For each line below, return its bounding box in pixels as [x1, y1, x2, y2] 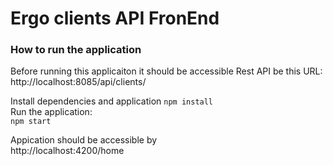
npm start [10, 117, 52, 127]
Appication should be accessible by [10, 134, 158, 146]
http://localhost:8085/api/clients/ [10, 76, 147, 88]
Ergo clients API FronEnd [10, 7, 220, 30]
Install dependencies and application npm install [10, 95, 214, 107]
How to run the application [10, 43, 142, 57]
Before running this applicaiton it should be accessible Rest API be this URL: [10, 65, 323, 77]
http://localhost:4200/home [10, 145, 125, 157]
